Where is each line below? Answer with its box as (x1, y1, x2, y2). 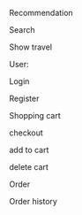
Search (9, 25, 35, 35)
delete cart (9, 162, 48, 172)
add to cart (9, 145, 49, 155)
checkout (9, 127, 44, 138)
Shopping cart (9, 111, 62, 120)
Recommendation (9, 8, 73, 18)
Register (9, 93, 40, 104)
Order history (9, 196, 57, 206)
